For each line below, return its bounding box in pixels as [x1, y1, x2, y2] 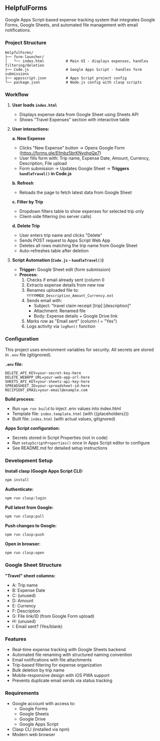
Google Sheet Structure [5, 562, 62, 569]
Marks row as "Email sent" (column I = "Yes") [26, 318, 117, 324]
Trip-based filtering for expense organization [12, 662, 102, 668]
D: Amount [12, 597, 34, 604]
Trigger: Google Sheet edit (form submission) [19, 267, 111, 272]
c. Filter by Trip [12, 199, 44, 205]
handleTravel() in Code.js [19, 171, 72, 177]
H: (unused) [12, 618, 36, 624]
